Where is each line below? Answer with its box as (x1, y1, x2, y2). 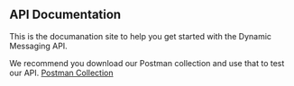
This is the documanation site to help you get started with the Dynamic (9, 30, 272, 41)
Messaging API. (9, 40, 68, 51)
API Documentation (9, 7, 122, 22)
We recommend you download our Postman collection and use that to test (9, 57, 285, 68)
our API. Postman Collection (9, 67, 114, 78)
